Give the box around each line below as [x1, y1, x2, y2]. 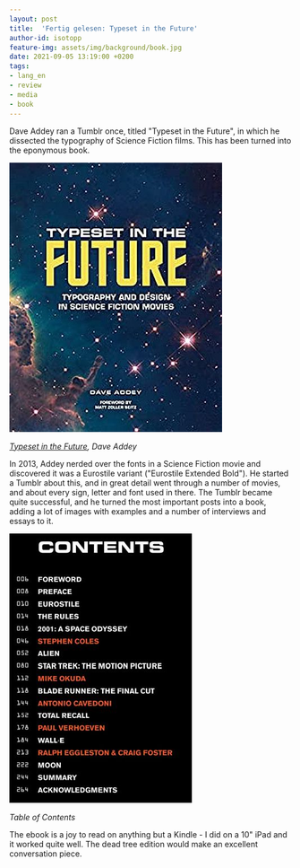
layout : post [9, 14, 58, 23]
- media [9, 90, 39, 99]
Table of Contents [9, 811, 76, 822]
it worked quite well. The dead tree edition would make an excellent [9, 838, 258, 849]
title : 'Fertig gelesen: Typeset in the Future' [9, 23, 199, 33]
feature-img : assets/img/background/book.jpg [9, 43, 182, 52]
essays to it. [9, 515, 54, 526]
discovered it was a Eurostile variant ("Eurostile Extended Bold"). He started [9, 468, 289, 478]
